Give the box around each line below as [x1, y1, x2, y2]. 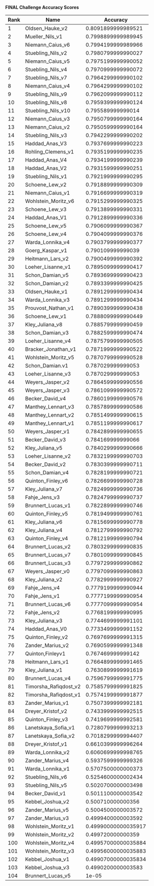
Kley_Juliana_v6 [25, 518, 63, 526]
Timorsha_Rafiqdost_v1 [25, 691, 81, 698]
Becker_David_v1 [25, 790, 66, 797]
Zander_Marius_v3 [25, 815, 69, 822]
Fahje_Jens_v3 [25, 494, 60, 501]
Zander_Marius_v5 [25, 807, 69, 813]
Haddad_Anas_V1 [25, 214, 67, 221]
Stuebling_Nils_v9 [25, 91, 67, 98]
